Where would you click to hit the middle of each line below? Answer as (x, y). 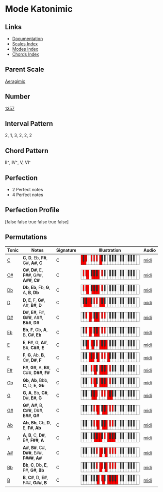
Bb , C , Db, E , (35, 465)
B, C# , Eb (32, 335)
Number (18, 97)
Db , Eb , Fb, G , (36, 287)
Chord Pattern (27, 150)
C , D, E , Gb (33, 385)
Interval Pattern (29, 124)
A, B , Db (31, 293)
